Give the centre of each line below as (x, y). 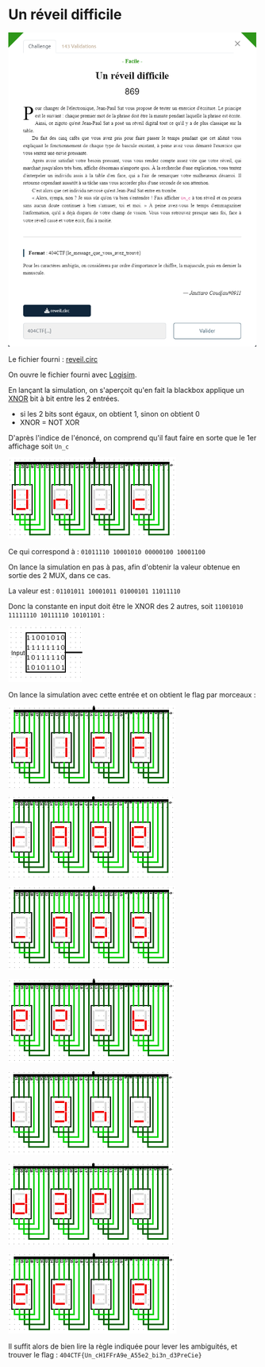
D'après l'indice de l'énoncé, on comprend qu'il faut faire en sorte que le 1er (132, 438)
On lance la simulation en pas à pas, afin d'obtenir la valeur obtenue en (124, 567)
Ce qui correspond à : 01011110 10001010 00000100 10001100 (107, 552)
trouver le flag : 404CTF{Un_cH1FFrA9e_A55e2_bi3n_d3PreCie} (105, 1355)
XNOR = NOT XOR (50, 422)
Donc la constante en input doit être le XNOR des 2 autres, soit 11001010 (126, 607)
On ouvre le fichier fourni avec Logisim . (73, 375)
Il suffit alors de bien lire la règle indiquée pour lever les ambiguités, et (123, 1346)
